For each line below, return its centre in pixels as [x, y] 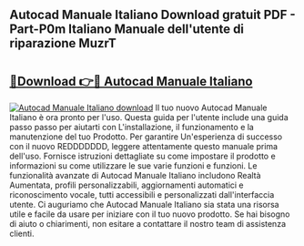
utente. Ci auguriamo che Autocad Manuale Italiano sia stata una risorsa [144, 205]
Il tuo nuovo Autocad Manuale [211, 108]
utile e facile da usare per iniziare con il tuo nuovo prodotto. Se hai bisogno [150, 214]
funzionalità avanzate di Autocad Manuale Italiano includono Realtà [135, 175]
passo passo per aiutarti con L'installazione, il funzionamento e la [132, 127]
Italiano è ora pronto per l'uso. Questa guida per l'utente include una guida [149, 117]
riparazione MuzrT [63, 43]
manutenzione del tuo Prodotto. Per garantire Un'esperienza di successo [146, 137]
